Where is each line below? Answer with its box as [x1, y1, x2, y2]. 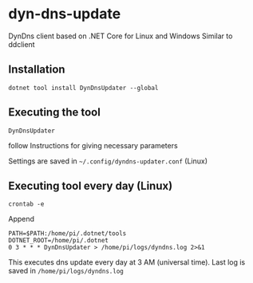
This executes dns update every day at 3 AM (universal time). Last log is [8, 257, 246, 267]
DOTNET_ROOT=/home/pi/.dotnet [8, 237, 109, 245]
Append [8, 214, 34, 224]
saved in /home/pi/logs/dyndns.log [8, 266, 124, 276]
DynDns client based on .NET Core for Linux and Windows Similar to [8, 31, 233, 41]
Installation [8, 63, 65, 77]
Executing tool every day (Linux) [8, 179, 173, 192]
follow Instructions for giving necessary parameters [8, 140, 178, 150]
